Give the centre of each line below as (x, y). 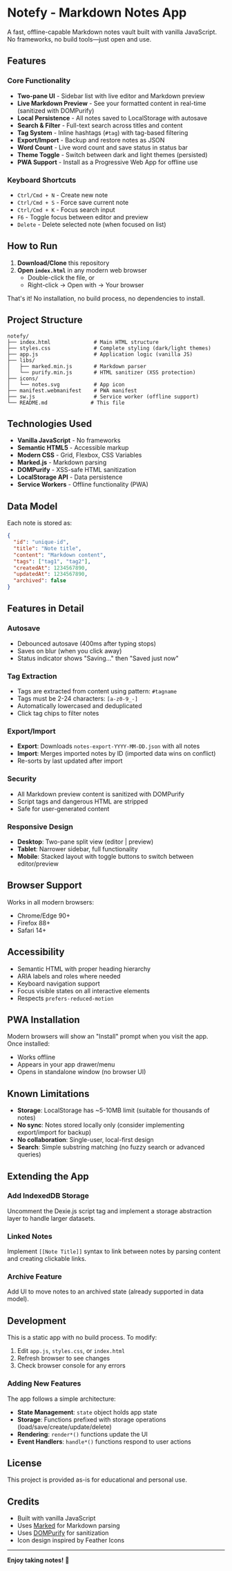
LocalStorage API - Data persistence (70, 477)
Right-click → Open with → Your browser (86, 284)
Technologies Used (49, 424)
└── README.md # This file (66, 403)
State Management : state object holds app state (87, 1412)
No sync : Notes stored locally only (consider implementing (101, 1125)
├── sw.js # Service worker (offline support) (103, 397)
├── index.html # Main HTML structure (83, 342)
